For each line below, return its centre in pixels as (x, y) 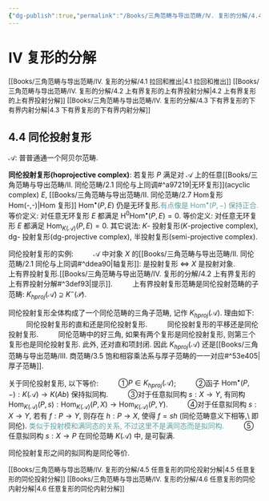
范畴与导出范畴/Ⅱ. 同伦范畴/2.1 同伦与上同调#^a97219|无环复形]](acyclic (132, 185)
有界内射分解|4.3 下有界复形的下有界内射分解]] (79, 110)
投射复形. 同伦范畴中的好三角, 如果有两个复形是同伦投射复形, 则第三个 (132, 334)
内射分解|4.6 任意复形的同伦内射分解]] (66, 488)
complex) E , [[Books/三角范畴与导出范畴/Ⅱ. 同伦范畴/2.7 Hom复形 (116, 195)
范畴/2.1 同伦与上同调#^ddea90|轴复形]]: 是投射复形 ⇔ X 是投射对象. (122, 264)
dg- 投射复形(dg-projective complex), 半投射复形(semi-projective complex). (133, 237)
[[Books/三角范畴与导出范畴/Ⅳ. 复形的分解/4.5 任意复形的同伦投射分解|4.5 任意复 (132, 469)
